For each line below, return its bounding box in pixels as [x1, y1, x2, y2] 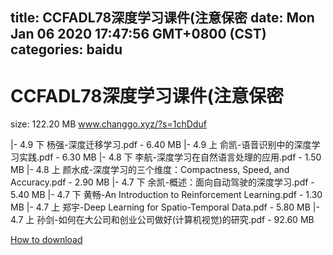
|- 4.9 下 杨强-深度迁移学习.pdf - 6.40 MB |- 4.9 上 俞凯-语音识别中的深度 [10, 139, 312, 151]
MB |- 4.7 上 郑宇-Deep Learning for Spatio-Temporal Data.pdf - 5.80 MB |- [10, 201, 320, 213]
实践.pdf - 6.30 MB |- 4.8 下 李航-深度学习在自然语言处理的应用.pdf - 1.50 [18, 151, 322, 163]
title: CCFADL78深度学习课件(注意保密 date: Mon [10, 9, 315, 27]
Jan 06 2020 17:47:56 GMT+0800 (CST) [10, 26, 267, 43]
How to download [10, 234, 83, 246]
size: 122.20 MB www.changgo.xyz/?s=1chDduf [10, 118, 207, 130]
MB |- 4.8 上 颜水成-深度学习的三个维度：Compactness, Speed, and [10, 164, 290, 176]
